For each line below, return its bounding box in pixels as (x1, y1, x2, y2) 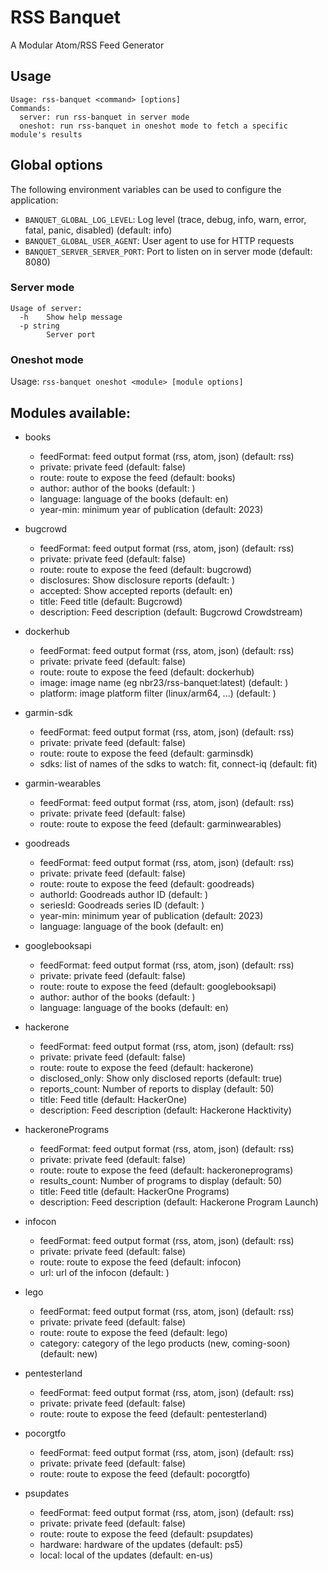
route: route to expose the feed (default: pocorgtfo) (39, 1467, 251, 1480)
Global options (10, 157, 103, 174)
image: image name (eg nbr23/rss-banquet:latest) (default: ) (39, 676, 289, 688)
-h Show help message (19, 312, 123, 322)
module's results (10, 129, 83, 140)
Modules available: (10, 404, 132, 421)
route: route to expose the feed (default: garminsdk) (39, 747, 254, 759)
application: (10, 194, 59, 206)
